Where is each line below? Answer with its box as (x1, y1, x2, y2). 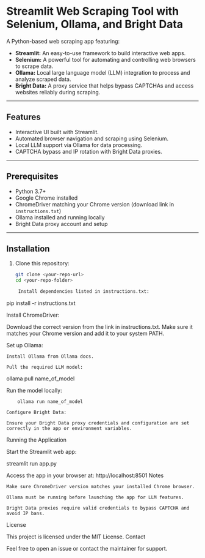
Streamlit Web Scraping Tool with (6, 4, 179, 18)
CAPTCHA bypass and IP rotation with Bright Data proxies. (15, 148, 163, 155)
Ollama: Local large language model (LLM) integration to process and (15, 69, 190, 76)
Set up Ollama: (6, 342, 43, 349)
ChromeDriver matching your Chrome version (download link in (15, 200, 174, 208)
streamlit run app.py (6, 460, 57, 467)
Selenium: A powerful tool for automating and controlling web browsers (15, 56, 196, 63)
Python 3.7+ (15, 187, 46, 195)
